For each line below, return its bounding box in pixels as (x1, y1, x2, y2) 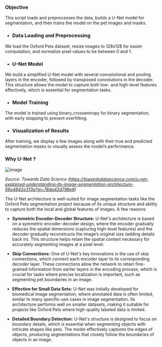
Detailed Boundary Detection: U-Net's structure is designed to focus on (12, 316, 157, 322)
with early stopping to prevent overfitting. (5, 116, 88, 121)
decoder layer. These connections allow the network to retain (12, 261, 134, 267)
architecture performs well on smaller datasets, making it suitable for (12, 301, 149, 307)
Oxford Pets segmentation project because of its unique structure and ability (5, 201, 158, 207)
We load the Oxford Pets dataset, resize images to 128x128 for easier (5, 43, 143, 49)
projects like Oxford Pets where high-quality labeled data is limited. (12, 306, 146, 312)
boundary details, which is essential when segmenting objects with (12, 321, 146, 327)
